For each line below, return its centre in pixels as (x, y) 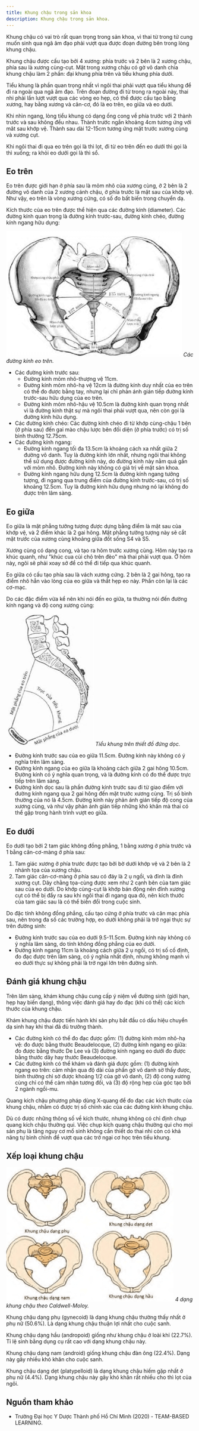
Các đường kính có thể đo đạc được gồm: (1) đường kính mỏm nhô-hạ (100, 1038)
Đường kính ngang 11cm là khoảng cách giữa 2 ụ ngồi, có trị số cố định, (102, 950)
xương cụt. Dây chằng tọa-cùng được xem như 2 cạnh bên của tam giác (103, 883)
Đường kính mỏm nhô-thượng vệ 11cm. (71, 379)
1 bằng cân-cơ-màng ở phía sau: (46, 852)
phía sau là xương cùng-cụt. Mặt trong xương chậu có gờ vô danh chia (92, 67)
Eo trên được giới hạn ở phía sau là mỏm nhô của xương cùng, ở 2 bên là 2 (97, 186)
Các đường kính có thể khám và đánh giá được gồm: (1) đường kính (97, 1063)
